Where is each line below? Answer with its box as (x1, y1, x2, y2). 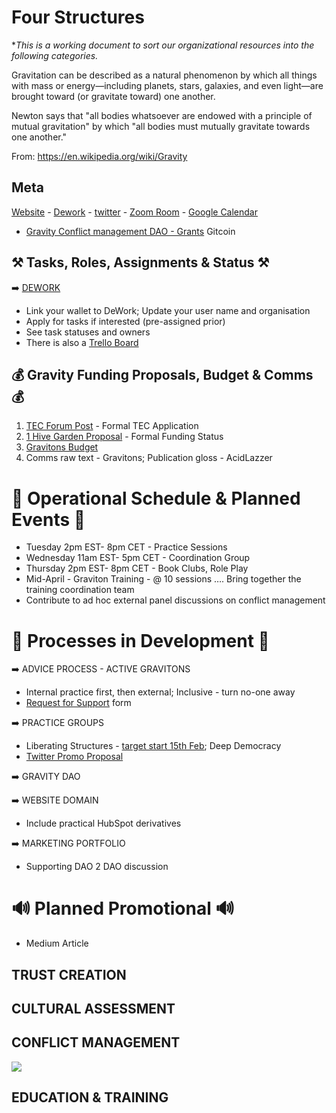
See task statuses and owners (25, 326, 151, 338)
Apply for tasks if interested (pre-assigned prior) (25, 315, 226, 327)
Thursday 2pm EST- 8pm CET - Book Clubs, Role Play (25, 562, 249, 575)
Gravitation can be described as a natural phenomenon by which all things (11, 69, 318, 81)
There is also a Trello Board (25, 336, 139, 348)
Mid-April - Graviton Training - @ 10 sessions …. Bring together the (25, 573, 302, 585)
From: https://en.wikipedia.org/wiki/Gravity (11, 150, 188, 162)
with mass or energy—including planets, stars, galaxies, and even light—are (11, 79, 324, 91)
